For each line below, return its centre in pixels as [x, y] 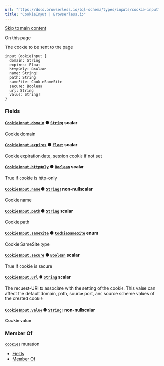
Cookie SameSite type [27, 244]
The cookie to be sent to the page [39, 47]
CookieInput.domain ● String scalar [41, 123]
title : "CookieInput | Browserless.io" [46, 14]
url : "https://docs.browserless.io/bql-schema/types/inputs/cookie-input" [83, 10]
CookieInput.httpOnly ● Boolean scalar [45, 167]
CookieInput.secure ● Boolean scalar [42, 255]
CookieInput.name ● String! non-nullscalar [49, 189]
